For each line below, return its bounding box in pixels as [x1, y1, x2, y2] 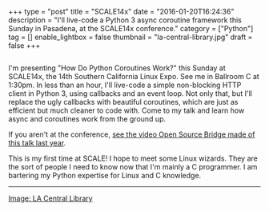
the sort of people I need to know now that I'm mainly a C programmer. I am [8, 162, 258, 171]
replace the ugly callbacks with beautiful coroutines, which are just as [8, 98, 239, 106]
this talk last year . [8, 138, 66, 147]
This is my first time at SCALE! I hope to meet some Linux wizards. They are [8, 153, 258, 163]
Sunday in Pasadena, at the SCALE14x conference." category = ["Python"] [8, 24, 254, 33]
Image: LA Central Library [8, 193, 94, 203]
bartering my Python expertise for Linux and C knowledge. [8, 171, 202, 180]
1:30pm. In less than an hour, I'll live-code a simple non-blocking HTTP [8, 80, 242, 90]
